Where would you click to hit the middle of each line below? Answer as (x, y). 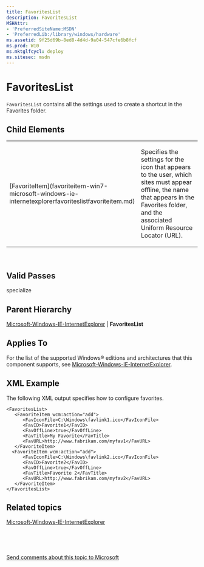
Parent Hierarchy (39, 310)
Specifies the (159, 152)
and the (151, 213)
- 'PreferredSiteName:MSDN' (42, 29)
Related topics (34, 508)
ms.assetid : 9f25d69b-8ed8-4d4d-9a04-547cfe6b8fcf (72, 40)
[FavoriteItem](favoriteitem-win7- (59, 186)
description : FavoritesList (42, 18)
